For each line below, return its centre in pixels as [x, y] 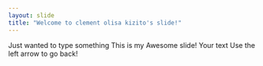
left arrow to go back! [43, 53]
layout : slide [32, 15]
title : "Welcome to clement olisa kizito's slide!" [95, 23]
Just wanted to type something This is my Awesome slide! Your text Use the [131, 45]
